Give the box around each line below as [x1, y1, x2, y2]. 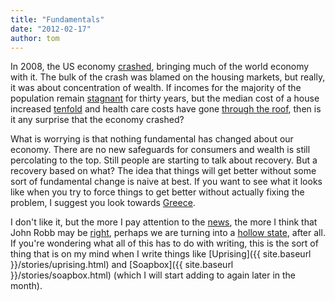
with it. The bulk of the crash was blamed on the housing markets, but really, [10, 71, 326, 83]
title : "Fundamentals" [10, 14, 105, 25]
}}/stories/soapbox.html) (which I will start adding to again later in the [10, 269, 297, 281]
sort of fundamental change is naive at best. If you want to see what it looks [10, 176, 323, 188]
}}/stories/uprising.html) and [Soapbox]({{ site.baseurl [10, 259, 234, 271]
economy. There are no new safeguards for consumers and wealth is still [10, 144, 311, 156]
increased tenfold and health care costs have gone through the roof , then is [10, 103, 322, 115]
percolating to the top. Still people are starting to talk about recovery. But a [10, 154, 318, 166]
